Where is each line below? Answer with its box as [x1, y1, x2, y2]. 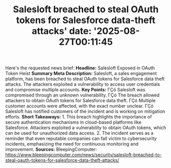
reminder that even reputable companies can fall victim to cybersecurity [5, 135, 157, 141]
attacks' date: [31, 26, 92, 37]
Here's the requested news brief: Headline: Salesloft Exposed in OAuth [5, 65, 155, 71]
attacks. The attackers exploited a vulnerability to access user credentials [5, 81, 160, 87]
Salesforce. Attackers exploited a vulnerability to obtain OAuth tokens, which [5, 125, 166, 131]
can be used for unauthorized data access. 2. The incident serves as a [5, 130, 154, 136]
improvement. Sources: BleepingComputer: [5, 147, 97, 153]
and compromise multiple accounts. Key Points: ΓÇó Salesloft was [5, 87, 145, 93]
